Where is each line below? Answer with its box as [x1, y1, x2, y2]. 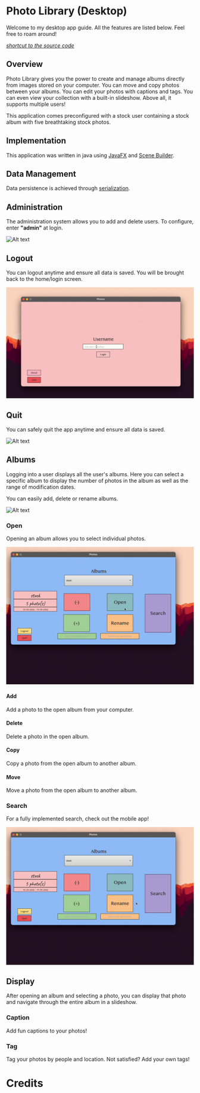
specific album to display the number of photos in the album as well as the [6, 477, 189, 484]
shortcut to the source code [6, 42, 74, 49]
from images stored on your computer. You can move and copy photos [6, 81, 180, 88]
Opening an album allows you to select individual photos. [6, 535, 146, 542]
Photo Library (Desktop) [6, 4, 127, 18]
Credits [6, 1077, 43, 1090]
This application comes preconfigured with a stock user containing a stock [6, 112, 189, 119]
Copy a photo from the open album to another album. [6, 760, 137, 767]
